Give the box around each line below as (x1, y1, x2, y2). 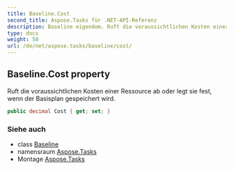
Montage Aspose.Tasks (17, 155, 85, 163)
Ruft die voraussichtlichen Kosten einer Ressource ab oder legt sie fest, (7, 86, 212, 95)
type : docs (7, 29, 39, 37)
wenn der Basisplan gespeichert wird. (7, 94, 116, 102)
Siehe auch (7, 124, 47, 134)
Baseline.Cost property (7, 68, 110, 80)
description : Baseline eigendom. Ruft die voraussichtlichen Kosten (7, 23, 210, 30)
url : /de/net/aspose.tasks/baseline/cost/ (7, 42, 132, 49)
